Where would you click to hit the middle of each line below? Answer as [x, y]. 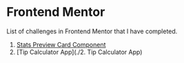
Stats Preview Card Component [61, 44]
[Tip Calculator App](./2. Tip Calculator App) [79, 52]
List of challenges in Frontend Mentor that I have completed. [92, 31]
